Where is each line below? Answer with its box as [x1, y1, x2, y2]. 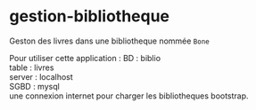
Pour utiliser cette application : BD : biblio [9, 52, 161, 63]
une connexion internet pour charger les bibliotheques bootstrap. [9, 90, 249, 101]
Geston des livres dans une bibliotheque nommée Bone [9, 35, 210, 46]
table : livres [9, 62, 54, 73]
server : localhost [9, 71, 73, 82]
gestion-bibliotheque [9, 6, 170, 27]
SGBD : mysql [9, 81, 60, 91]
